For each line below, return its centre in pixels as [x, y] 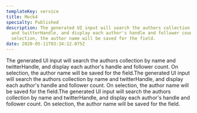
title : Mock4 [22, 17]
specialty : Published [33, 22]
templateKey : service [33, 11]
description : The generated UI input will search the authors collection [98, 28]
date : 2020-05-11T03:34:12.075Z [45, 44]
